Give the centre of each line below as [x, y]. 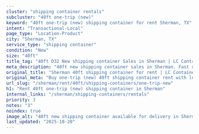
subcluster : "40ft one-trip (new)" [50, 17]
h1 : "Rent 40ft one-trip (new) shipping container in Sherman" [86, 89]
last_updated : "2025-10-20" [41, 122]
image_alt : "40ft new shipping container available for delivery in [92, 116]
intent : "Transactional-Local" [45, 28]
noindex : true [24, 111]
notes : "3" [20, 105]
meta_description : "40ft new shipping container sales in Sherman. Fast [98, 67]
